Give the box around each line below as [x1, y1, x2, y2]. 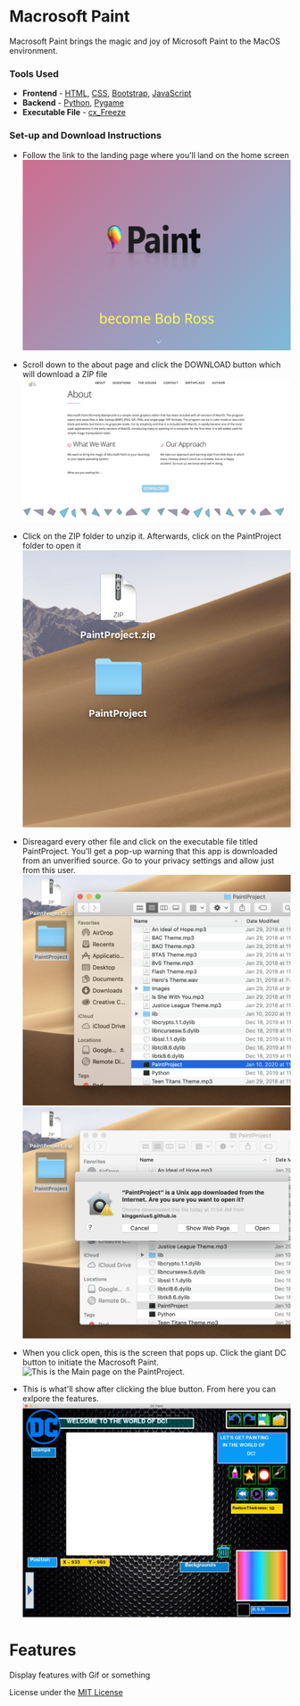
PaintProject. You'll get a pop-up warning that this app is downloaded [21, 845, 279, 856]
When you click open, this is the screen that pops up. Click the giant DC [21, 1347, 287, 1357]
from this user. [21, 864, 76, 875]
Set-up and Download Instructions [9, 130, 162, 142]
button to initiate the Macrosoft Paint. [21, 1357, 159, 1367]
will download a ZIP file [21, 368, 108, 379]
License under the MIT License [9, 1686, 123, 1697]
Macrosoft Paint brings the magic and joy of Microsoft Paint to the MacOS [9, 36, 281, 46]
